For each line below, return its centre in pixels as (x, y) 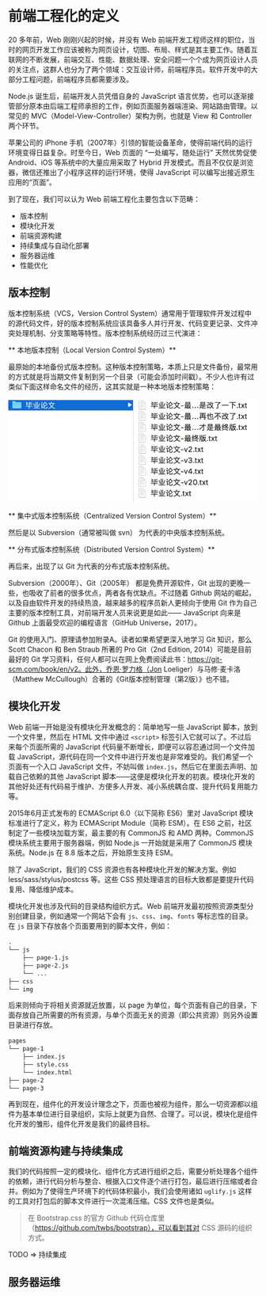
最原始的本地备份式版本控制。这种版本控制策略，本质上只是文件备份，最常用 (133, 367)
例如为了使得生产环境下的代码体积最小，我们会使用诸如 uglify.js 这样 (137, 1191)
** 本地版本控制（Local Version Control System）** (92, 350)
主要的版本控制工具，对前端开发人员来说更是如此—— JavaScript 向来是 (125, 612)
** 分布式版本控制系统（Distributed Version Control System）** (112, 549)
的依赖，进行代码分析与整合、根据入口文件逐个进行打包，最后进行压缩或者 (129, 1181)
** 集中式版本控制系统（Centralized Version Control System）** (112, 515)
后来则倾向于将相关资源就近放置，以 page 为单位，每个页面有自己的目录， (129, 1005)
